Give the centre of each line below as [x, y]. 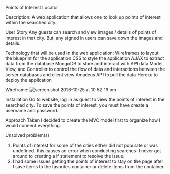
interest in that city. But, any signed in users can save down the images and [84, 38]
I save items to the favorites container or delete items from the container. [89, 167]
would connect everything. [33, 126]
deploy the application [29, 80]
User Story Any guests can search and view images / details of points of [81, 32]
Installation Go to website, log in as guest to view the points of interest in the [85, 99]
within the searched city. [31, 23]
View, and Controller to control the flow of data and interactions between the [85, 69]
